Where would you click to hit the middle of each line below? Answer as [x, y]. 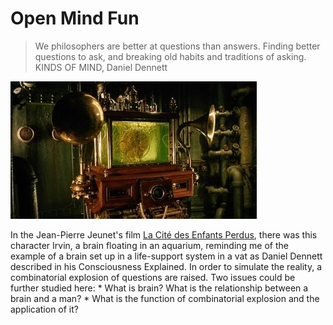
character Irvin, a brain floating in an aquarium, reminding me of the [149, 245]
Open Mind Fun [75, 18]
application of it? [44, 309]
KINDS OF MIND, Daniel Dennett [101, 67]
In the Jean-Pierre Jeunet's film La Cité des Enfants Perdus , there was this [164, 234]
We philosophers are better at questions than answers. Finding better [177, 46]
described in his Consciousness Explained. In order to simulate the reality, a [166, 266]
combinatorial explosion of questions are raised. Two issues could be [153, 277]
